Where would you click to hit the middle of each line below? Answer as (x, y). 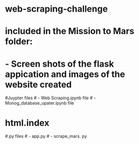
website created (38, 84)
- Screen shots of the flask (60, 64)
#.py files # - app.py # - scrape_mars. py (46, 136)
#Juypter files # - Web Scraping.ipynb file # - (51, 98)
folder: (19, 42)
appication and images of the (65, 74)
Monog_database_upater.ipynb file (40, 103)
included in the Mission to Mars (70, 31)
